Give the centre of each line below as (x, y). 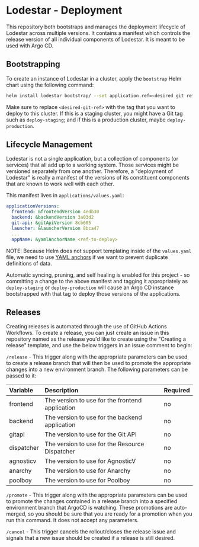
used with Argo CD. (30, 46)
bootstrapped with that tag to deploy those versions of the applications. (93, 293)
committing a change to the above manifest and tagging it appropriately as (97, 281)
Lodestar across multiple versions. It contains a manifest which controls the (98, 33)
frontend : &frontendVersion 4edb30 (55, 212)
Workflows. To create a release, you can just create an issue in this (88, 333)
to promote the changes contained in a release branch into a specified (92, 501)
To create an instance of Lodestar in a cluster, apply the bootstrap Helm (94, 78)
